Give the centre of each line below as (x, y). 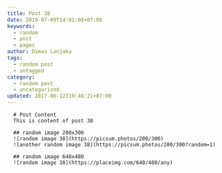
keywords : (21, 26)
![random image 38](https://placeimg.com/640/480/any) (93, 163)
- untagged (29, 70)
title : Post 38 (29, 13)
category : (21, 77)
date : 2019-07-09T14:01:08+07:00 (55, 20)
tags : (15, 58)
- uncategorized (36, 90)
